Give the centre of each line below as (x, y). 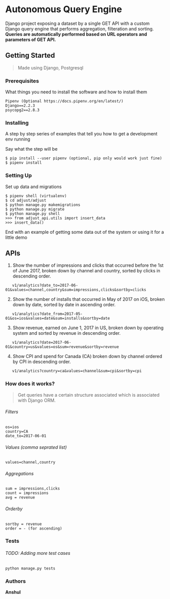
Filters (12, 412)
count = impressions (27, 493)
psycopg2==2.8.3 (22, 110)
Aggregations (20, 473)
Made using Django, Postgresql (50, 67)
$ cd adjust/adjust (26, 200)
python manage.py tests (30, 568)
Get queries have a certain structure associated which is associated (89, 395)
